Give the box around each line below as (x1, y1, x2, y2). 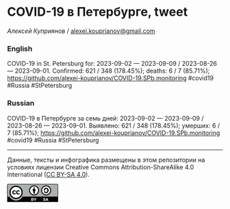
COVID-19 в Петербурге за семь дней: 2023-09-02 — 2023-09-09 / (7, 114, 204, 122)
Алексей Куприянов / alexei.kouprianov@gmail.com (7, 27, 155, 35)
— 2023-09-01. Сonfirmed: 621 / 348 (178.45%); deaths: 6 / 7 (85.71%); (7, 66, 210, 75)
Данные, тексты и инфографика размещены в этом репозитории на (7, 156, 205, 164)
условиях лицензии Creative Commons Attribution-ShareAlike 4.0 (7, 162, 194, 171)
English (7, 44, 33, 53)
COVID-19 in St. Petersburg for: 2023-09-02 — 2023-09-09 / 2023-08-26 (7, 60, 218, 68)
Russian (7, 99, 35, 108)
